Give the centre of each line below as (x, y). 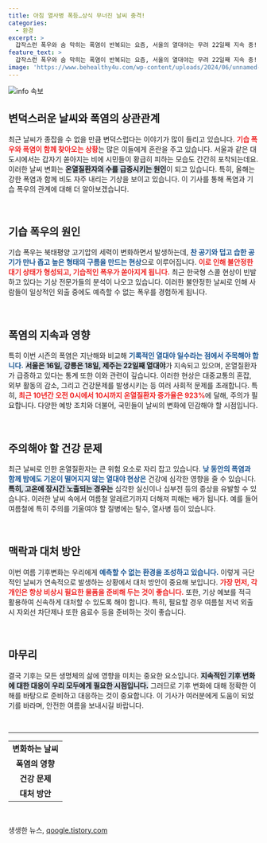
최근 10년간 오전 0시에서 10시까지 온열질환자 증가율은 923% (112, 395)
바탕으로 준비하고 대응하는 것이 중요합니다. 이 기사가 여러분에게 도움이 (131, 695)
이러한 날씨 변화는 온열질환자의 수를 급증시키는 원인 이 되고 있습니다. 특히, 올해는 (132, 169)
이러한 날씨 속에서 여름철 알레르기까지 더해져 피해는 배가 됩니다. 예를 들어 (145, 499)
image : (19, 68)
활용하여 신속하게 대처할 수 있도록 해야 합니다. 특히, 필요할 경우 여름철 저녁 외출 (131, 602)
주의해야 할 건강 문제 (55, 448)
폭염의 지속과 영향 (49, 335)
